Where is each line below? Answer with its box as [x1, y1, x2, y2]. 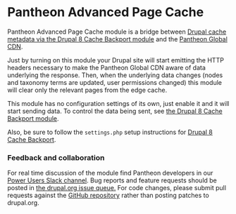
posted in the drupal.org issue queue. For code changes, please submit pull [7, 184, 227, 192]
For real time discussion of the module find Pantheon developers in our [7, 169, 213, 178]
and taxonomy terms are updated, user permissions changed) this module [7, 78, 223, 86]
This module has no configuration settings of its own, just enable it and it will [7, 99, 230, 107]
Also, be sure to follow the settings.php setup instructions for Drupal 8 [7, 128, 213, 136]
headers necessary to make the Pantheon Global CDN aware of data [7, 63, 206, 72]
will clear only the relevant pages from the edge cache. [7, 86, 168, 94]
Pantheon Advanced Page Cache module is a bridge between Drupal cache [7, 27, 227, 36]
